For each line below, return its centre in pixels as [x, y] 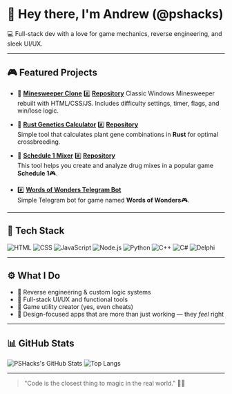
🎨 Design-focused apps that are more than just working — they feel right [120, 315]
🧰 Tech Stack [36, 231]
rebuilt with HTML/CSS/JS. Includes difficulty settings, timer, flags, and [118, 103]
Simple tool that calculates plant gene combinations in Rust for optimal [118, 134]
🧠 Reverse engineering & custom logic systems [84, 292]
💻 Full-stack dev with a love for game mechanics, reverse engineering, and [115, 33]
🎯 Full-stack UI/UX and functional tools [72, 299]
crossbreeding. [39, 142]
